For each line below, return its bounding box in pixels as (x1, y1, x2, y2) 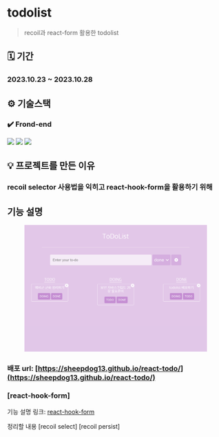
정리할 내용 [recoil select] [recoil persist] (7, 422, 121, 430)
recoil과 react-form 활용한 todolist (23, 28, 119, 37)
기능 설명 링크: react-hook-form (7, 407, 95, 416)
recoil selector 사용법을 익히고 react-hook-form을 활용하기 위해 (7, 183, 213, 192)
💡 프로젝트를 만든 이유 (7, 160, 95, 172)
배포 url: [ (7, 363, 39, 373)
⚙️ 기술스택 (7, 98, 52, 110)
